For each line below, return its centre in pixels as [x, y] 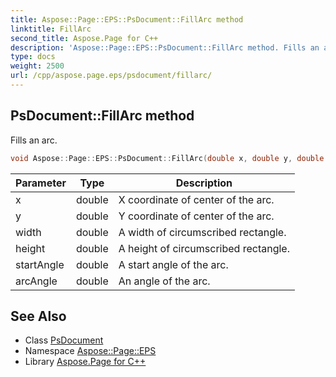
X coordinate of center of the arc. [196, 199]
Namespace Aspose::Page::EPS [90, 351]
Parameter [41, 183]
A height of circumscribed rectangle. [204, 248]
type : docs [33, 57]
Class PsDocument [64, 340]
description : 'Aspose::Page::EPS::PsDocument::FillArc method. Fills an [165, 47]
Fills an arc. [34, 140]
